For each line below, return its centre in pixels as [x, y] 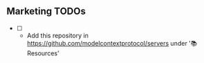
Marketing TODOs [46, 11]
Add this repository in [58, 35]
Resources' [43, 53]
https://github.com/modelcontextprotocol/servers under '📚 [112, 43]
